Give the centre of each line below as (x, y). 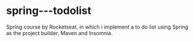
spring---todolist (49, 11)
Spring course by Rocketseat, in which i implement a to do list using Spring (97, 27)
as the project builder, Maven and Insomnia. (59, 33)
